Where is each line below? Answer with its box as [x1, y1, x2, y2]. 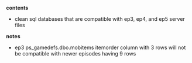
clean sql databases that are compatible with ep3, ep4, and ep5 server [14, 16, 186, 22]
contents [6, 5, 29, 11]
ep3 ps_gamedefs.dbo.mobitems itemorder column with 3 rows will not [14, 44, 186, 51]
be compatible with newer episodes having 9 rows [14, 50, 136, 57]
